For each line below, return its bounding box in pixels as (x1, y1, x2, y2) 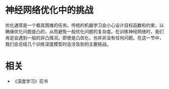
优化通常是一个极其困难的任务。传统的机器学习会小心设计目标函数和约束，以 (5, 22, 164, 28)
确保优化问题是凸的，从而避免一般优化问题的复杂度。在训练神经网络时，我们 (5, 28, 164, 34)
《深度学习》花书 (12, 78, 48, 84)
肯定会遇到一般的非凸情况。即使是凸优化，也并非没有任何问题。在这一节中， (5, 35, 164, 41)
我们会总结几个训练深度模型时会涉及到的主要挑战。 (5, 41, 111, 47)
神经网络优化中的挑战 (5, 5, 94, 16)
